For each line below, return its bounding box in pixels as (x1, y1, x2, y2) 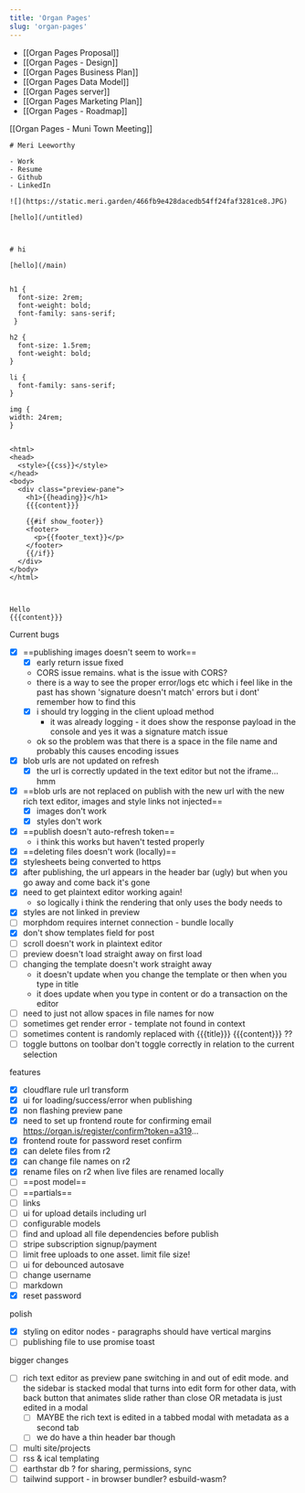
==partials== (22, 1187, 73, 1198)
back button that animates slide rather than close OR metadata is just (22, 1392, 283, 1403)
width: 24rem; (9, 412, 64, 421)
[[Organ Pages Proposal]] (22, 47, 120, 58)
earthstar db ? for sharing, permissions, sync (22, 1463, 192, 1474)
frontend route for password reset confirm (22, 1136, 183, 1146)
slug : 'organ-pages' (9, 22, 89, 31)
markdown (22, 1280, 64, 1291)
